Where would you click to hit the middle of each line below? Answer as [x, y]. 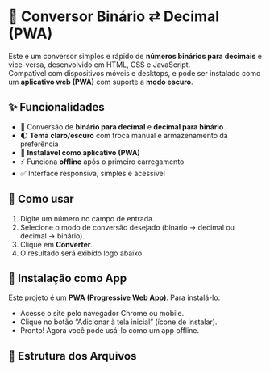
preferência [39, 144]
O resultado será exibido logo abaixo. [82, 253]
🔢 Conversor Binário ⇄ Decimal [114, 17]
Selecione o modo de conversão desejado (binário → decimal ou [127, 227]
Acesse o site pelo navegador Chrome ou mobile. [102, 314]
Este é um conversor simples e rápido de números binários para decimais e [135, 56]
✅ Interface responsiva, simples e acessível [92, 173]
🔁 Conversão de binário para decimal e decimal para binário [122, 126]
